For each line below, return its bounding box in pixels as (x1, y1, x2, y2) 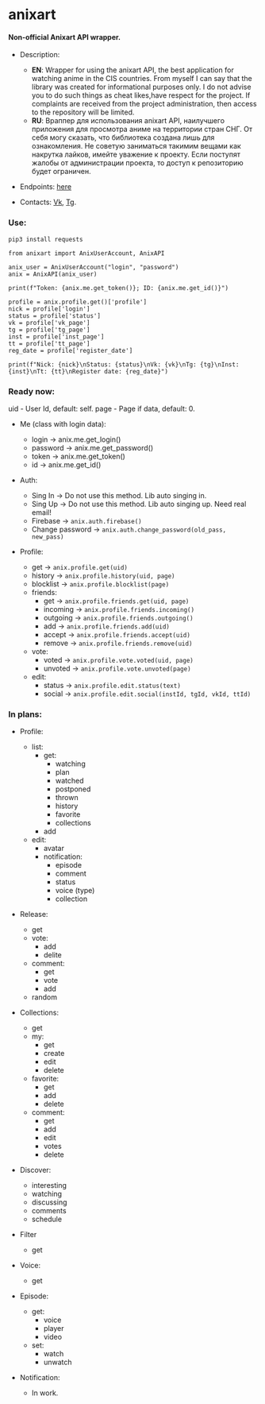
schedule (31, 1214, 62, 1224)
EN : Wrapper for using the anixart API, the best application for (31, 65, 234, 75)
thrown (55, 793, 79, 803)
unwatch (43, 1357, 72, 1367)
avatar (43, 844, 65, 853)
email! (31, 507, 52, 517)
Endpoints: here (19, 182, 72, 191)
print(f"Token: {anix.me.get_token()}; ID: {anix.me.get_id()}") (8, 284, 229, 292)
